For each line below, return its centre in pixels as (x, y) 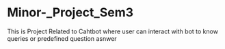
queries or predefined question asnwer (62, 38)
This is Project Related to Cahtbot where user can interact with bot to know (113, 31)
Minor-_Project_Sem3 (70, 13)
